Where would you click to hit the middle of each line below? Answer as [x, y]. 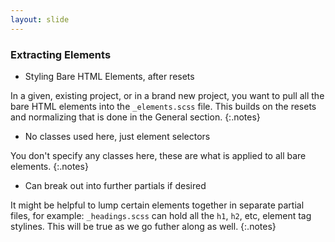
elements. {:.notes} [49, 166]
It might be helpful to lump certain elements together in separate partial [157, 205]
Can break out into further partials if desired [115, 185]
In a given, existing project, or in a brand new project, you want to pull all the [167, 95]
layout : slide [40, 19]
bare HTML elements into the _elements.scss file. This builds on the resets [163, 106]
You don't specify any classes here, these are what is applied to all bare [158, 155]
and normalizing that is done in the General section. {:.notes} [135, 117]
